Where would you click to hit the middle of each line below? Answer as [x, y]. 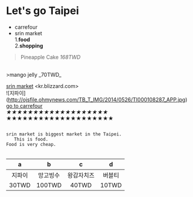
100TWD [49, 185]
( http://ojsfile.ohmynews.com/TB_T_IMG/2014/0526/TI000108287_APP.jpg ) [97, 99]
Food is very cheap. [31, 144]
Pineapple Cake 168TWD [50, 57]
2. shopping [29, 46]
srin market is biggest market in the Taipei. [64, 134]
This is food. [31, 139]
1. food [22, 39]
